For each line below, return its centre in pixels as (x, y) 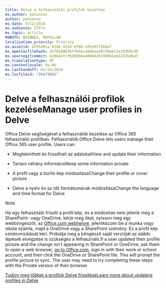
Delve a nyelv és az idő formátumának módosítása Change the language (86, 188)
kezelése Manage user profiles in (74, 109)
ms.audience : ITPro (25, 28)
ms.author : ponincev (27, 14)
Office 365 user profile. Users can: (40, 144)
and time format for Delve (38, 193)
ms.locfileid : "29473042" (32, 74)
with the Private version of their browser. (47, 265)
